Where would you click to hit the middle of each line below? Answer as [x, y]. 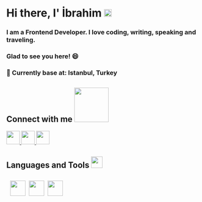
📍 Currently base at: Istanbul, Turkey [62, 72]
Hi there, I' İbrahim [54, 13]
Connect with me [40, 119]
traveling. [21, 40]
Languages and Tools [48, 165]
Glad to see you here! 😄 [42, 56]
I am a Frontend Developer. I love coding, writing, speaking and [101, 32]
